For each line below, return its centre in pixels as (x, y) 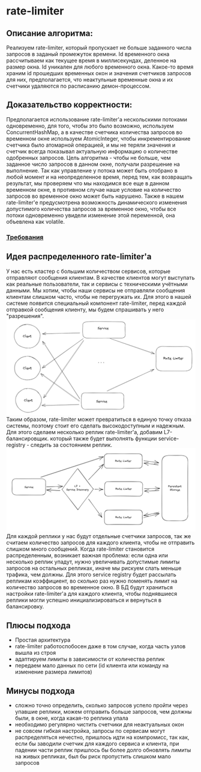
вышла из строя (35, 653)
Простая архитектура (43, 640)
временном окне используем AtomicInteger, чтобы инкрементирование (98, 138)
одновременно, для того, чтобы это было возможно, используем (90, 126)
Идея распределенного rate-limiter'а (79, 257)
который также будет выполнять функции (103, 438)
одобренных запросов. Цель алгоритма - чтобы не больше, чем (88, 158)
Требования (25, 237)
